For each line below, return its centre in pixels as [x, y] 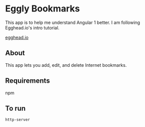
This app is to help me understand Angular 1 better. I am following [73, 22]
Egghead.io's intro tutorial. [32, 27]
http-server [17, 120]
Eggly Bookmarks [42, 9]
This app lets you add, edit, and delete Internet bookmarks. [66, 65]
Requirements [27, 81]
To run [15, 108]
